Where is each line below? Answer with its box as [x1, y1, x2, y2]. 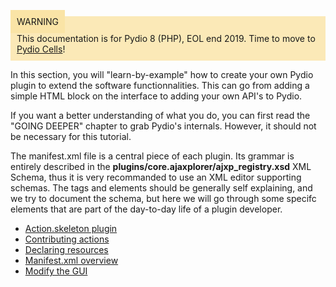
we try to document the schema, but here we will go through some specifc [10, 193, 317, 204]
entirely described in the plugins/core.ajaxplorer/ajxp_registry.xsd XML [10, 161, 312, 172]
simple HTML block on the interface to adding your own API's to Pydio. [10, 90, 303, 102]
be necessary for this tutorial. [10, 131, 132, 142]
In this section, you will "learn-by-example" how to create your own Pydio [10, 69, 314, 80]
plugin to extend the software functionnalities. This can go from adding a [10, 80, 310, 91]
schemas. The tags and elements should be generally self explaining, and [10, 182, 313, 194]
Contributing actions [24, 233, 110, 245]
